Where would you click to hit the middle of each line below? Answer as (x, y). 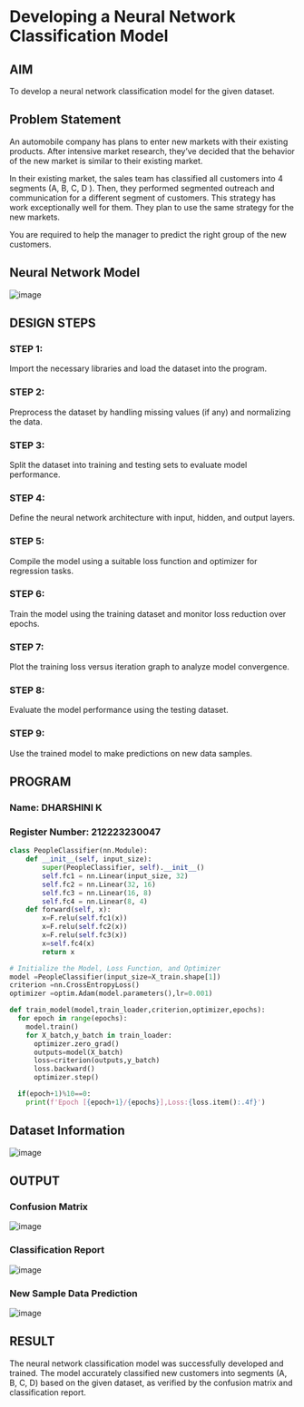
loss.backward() (64, 1069)
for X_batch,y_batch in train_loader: (99, 1035)
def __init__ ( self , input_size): (89, 859)
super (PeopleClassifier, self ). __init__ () (123, 868)
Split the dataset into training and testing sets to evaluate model (128, 464)
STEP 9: (27, 734)
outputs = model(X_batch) (78, 1052)
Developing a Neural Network (123, 17)
